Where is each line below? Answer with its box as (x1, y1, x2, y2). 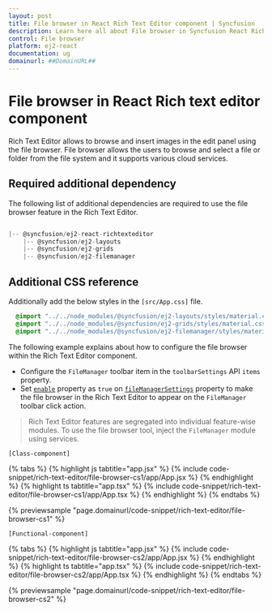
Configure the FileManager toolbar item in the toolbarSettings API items (19, 366, 261, 376)
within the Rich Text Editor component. (8, 351, 138, 360)
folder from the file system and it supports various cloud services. (8, 153, 228, 163)
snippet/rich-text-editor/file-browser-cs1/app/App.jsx (8, 472, 186, 482)
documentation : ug (8, 49, 70, 58)
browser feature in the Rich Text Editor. (8, 207, 138, 217)
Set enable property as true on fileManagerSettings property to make (19, 383, 253, 394)
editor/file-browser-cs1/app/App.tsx (8, 489, 128, 499)
